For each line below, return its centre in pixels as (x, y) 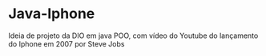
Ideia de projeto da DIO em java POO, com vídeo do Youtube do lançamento (133, 35)
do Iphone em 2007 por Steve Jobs (66, 43)
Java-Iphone (52, 14)
